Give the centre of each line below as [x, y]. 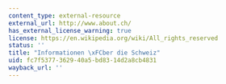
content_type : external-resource [65, 16]
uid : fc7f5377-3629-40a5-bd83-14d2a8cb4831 [83, 61]
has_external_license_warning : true [70, 30]
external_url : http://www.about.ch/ [70, 23]
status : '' [27, 46]
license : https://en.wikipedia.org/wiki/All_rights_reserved [113, 38]
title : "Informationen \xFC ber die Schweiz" [84, 53]
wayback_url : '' [36, 68]
